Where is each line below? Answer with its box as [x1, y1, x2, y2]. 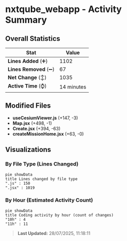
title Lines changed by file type [5, 176, 78, 182]
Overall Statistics [5, 34, 60, 43]
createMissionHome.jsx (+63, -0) [12, 131, 84, 137]
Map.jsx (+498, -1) [12, 120, 52, 126]
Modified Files [5, 102, 51, 110]
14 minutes [59, 83, 87, 90]
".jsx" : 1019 [5, 185, 35, 190]
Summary [5, 14, 47, 26]
